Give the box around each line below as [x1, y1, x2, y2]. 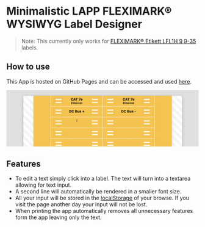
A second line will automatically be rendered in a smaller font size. [15, 188, 182, 195]
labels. [21, 44, 38, 51]
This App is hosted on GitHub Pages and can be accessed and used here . [6, 77, 192, 85]
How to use [6, 62, 50, 72]
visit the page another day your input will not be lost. [15, 201, 148, 208]
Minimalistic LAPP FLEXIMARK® [6, 4, 172, 18]
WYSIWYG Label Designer [6, 17, 142, 31]
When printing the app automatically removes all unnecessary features [15, 207, 193, 215]
